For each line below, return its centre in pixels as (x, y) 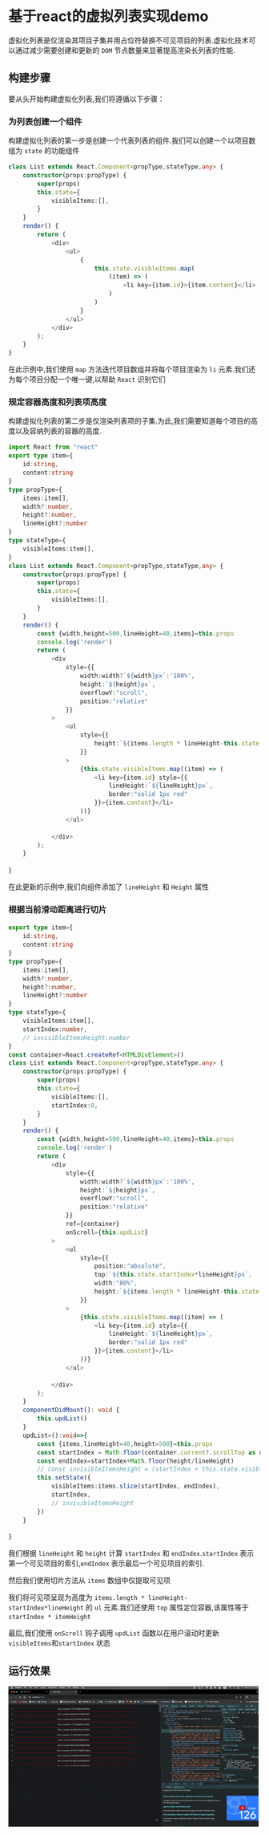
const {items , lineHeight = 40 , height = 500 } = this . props (125, 1444)
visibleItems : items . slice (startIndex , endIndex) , (135, 1486)
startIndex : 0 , (74, 1105)
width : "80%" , (116, 1283)
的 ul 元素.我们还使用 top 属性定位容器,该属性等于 (167, 1608)
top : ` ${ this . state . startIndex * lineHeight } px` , (173, 1275)
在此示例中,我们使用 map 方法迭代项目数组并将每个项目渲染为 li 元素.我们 (128, 369)
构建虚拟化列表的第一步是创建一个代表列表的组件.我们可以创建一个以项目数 (132, 140)
